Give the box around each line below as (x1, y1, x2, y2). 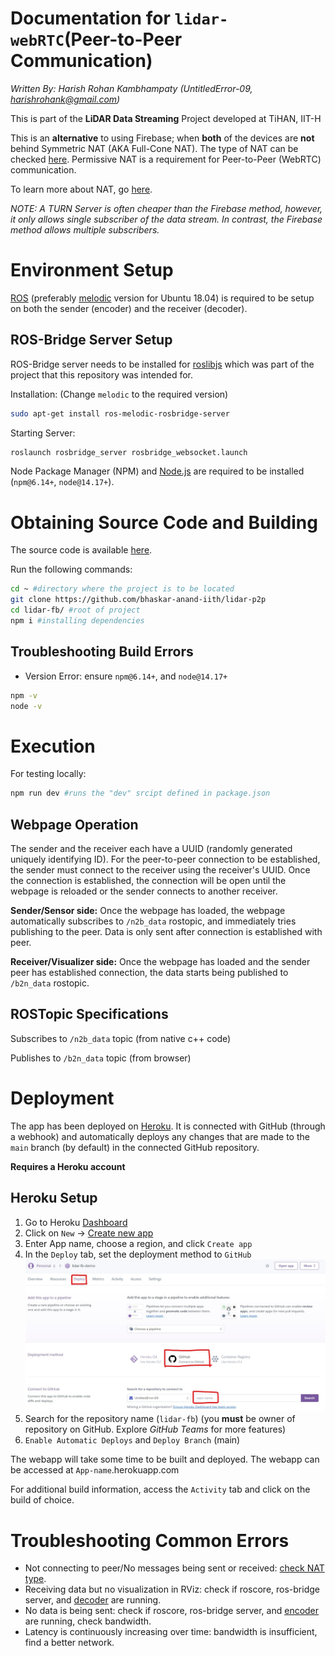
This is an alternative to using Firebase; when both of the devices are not (10, 132, 315, 144)
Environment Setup (10, 259, 174, 282)
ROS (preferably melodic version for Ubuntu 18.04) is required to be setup (10, 292, 315, 304)
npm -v (10, 690, 38, 701)
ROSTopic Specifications (10, 1006, 169, 1023)
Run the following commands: (10, 563, 133, 576)
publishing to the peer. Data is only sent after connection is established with (10, 926, 323, 938)
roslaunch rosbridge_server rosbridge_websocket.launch (10, 447, 248, 457)
